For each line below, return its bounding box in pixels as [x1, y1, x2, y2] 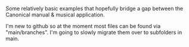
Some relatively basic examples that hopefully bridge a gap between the [5, 5, 183, 12]
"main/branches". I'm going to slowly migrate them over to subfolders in [5, 29, 182, 36]
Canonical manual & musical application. [5, 11, 105, 18]
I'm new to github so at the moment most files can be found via [5, 23, 161, 29]
